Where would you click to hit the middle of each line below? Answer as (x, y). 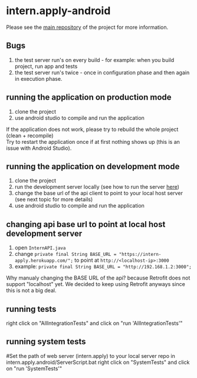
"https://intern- (140, 255)
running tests (31, 309)
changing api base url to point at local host (86, 224)
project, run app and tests (46, 66)
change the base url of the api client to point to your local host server (98, 193)
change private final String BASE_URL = (65, 254)
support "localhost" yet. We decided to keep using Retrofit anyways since (96, 284)
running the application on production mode (89, 98)
